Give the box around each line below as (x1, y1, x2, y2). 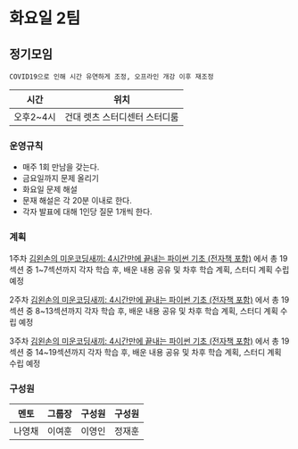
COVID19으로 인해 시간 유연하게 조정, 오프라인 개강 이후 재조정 (9, 72, 214, 81)
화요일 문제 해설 (21, 184, 78, 195)
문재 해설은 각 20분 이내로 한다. (21, 195, 132, 206)
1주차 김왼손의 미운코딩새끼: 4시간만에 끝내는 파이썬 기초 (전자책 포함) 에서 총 (9, 253, 278, 263)
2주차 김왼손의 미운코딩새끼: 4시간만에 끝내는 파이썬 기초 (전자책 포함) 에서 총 (9, 294, 279, 304)
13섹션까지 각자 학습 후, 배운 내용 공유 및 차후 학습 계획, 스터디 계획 (45, 305, 278, 316)
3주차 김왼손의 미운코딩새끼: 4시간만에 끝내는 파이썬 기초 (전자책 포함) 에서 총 (9, 336, 279, 346)
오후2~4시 (13, 111, 56, 123)
